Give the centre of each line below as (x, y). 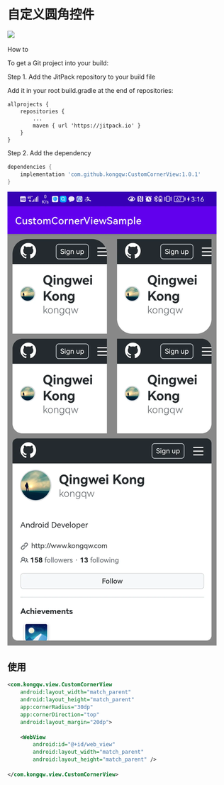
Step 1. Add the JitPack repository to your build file (82, 77)
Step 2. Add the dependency (49, 152)
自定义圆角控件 (51, 15)
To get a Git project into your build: (58, 63)
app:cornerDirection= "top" (60, 714)
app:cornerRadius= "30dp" (57, 707)
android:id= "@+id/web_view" (74, 745)
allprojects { (28, 104)
